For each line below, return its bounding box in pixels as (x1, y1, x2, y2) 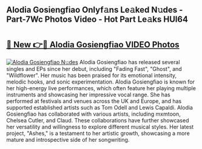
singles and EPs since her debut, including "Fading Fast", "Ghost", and (6, 65, 182, 72)
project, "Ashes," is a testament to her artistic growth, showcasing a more (6, 130, 190, 137)
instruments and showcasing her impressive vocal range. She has (6, 91, 171, 98)
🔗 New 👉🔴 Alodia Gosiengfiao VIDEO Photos (6, 39, 180, 50)
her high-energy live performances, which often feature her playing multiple (6, 85, 196, 91)
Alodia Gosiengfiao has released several (79, 59, 180, 65)
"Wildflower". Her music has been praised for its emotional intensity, (6, 72, 177, 79)
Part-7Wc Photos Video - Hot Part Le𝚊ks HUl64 (6, 15, 188, 25)
